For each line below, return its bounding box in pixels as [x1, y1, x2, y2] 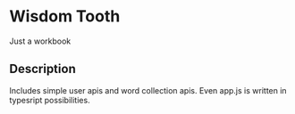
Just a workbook [9, 36, 72, 46]
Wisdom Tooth [9, 6, 121, 27]
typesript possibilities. [9, 94, 91, 105]
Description [9, 61, 76, 77]
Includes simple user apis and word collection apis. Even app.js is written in [9, 85, 288, 95]
